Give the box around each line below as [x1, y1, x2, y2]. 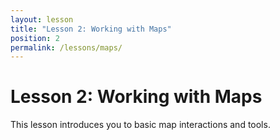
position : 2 [10, 33, 60, 43]
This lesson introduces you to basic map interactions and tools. [10, 119, 271, 131]
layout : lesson [10, 14, 74, 25]
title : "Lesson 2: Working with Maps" [10, 24, 172, 34]
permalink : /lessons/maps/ [10, 42, 123, 53]
